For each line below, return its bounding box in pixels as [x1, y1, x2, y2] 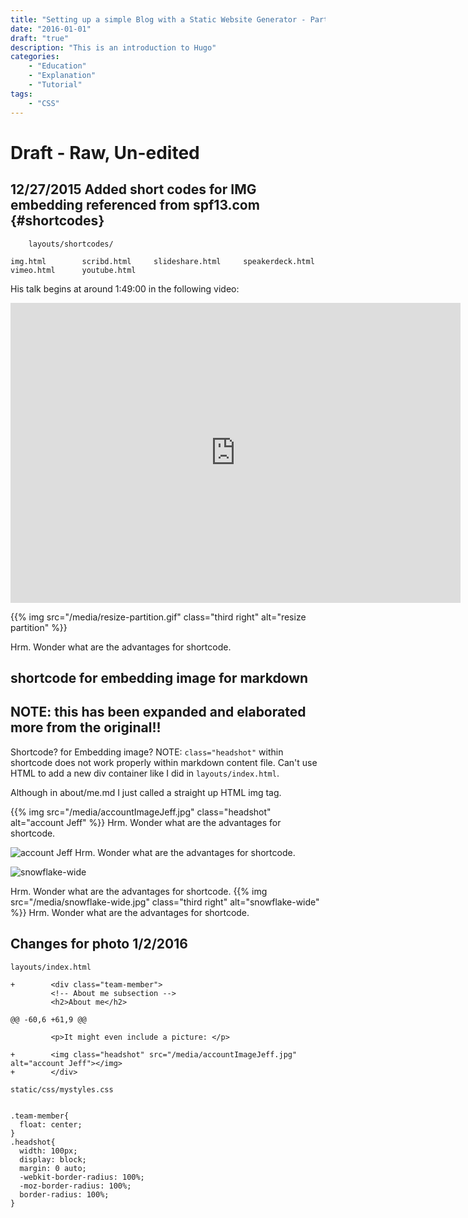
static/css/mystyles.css [10, 1084, 114, 1095]
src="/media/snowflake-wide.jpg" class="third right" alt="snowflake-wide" [10, 896, 320, 908]
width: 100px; [19, 1146, 78, 1156]
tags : [10, 89, 33, 99]
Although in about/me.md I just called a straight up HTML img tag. [10, 786, 282, 798]
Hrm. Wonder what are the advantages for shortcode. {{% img [10, 885, 268, 897]
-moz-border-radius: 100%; [19, 1181, 132, 1191]
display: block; [19, 1154, 87, 1165]
